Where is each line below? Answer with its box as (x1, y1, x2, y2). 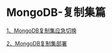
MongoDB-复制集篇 (6, 5, 106, 19)
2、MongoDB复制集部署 (6, 40, 67, 47)
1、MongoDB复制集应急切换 (6, 27, 77, 34)
